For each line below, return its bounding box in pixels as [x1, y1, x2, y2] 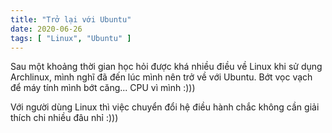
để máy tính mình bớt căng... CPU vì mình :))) [10, 82, 196, 94]
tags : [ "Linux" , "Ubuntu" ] [10, 33, 132, 43]
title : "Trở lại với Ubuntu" [10, 14, 132, 25]
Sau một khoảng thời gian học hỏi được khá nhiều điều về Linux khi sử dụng [10, 61, 323, 73]
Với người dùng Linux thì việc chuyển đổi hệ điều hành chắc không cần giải [10, 101, 320, 113]
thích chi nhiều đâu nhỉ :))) [10, 112, 119, 124]
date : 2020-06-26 [10, 24, 83, 34]
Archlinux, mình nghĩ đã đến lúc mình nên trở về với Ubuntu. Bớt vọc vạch [10, 71, 313, 83]
